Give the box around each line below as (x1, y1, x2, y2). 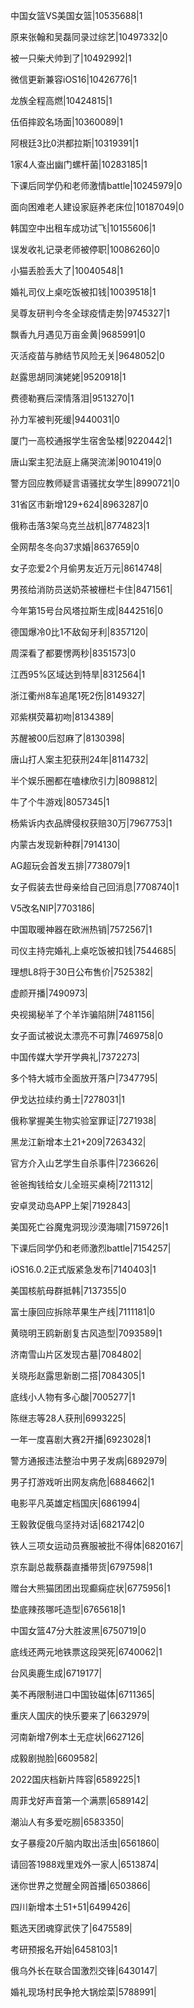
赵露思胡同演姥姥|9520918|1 (10, 371, 127, 383)
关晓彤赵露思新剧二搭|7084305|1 (10, 1370, 146, 1381)
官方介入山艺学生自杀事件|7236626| (10, 1157, 160, 1169)
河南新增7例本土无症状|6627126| (10, 1731, 145, 1743)
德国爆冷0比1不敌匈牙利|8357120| (10, 626, 149, 638)
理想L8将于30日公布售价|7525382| (10, 966, 154, 978)
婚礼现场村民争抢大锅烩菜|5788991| (10, 1986, 157, 1998)
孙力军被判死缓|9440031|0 (10, 414, 120, 425)
